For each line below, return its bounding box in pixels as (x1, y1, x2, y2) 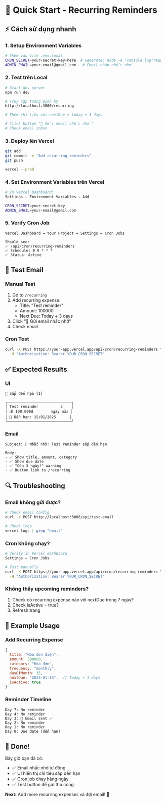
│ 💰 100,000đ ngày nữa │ (5, 409, 73, 414)
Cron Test (5, 336, 29, 342)
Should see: (5, 239, 30, 244)
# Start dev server (5, 85, 45, 90)
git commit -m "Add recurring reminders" (5, 153, 92, 159)
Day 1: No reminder (5, 724, 45, 729)
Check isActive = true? (12, 602, 59, 608)
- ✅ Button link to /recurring (5, 467, 71, 472)
